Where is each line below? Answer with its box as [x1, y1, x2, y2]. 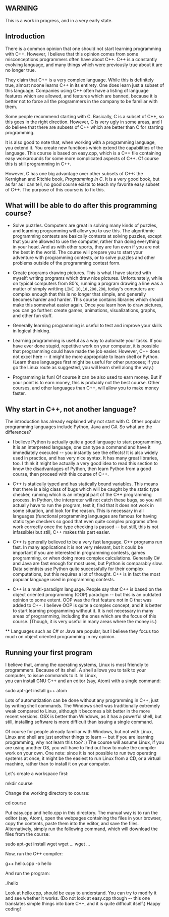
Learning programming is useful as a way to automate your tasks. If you [12, 338, 162, 344]
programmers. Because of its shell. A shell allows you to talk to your [5, 667, 146, 673]
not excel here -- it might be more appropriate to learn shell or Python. [12, 353, 159, 360]
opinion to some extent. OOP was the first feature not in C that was [12, 597, 152, 603]
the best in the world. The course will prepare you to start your [12, 249, 143, 256]
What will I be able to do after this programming [5, 201, 157, 210]
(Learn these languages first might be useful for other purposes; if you [12, 359, 159, 365]
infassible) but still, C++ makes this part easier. [12, 529, 110, 535]
